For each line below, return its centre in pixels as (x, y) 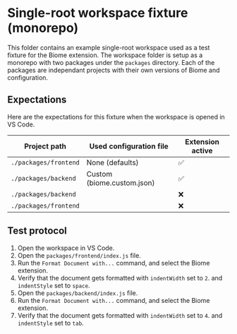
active (202, 150)
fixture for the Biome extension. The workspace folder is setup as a (105, 55)
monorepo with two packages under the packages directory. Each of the (111, 62)
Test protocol (37, 231)
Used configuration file (129, 146)
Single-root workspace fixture (98, 13)
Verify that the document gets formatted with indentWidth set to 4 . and (120, 315)
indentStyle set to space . (54, 285)
